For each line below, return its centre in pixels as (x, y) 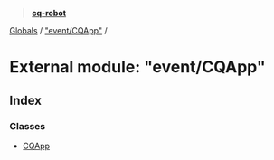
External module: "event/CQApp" (137, 67)
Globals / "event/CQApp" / (58, 30)
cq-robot (48, 13)
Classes (28, 126)
